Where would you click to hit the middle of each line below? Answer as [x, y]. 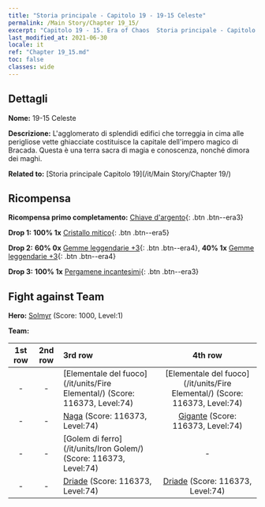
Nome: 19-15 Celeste [42, 118]
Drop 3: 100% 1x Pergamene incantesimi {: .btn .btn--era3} [104, 272]
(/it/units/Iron [87, 449]
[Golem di [81, 439]
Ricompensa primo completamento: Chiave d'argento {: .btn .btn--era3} [126, 217]
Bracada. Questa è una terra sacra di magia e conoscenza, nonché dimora [129, 150]
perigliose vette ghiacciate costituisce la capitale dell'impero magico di [123, 141]
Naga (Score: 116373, [105, 416]
